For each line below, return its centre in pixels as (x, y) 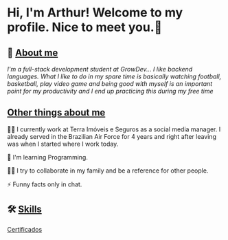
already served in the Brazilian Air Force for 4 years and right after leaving (112, 136)
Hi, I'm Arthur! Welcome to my (95, 13)
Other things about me (56, 112)
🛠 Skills (25, 209)
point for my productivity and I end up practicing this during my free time (111, 91)
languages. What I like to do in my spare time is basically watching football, (114, 76)
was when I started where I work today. (63, 144)
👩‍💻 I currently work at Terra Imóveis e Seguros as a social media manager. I (114, 129)
